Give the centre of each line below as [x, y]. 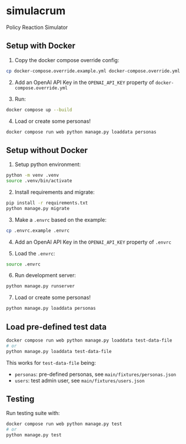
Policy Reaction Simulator [37, 27]
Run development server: [45, 276]
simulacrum [36, 11]
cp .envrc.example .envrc [38, 231]
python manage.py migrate [38, 208]
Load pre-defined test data [57, 327]
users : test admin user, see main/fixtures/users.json [80, 380]
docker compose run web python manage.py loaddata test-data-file [89, 341]
